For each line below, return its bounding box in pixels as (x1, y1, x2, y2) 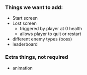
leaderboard (12, 41, 38, 47)
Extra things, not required (5, 54, 68, 61)
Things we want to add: (5, 4, 63, 11)
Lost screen (12, 20, 37, 26)
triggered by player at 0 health (19, 26, 82, 32)
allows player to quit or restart (19, 31, 82, 37)
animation (12, 65, 33, 71)
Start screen (12, 15, 38, 21)
